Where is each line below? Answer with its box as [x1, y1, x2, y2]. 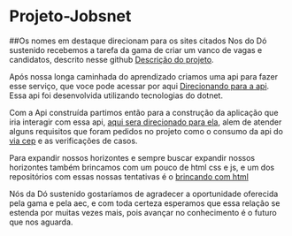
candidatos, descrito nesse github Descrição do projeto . [9, 54, 214, 65]
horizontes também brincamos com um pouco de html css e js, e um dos [9, 162, 275, 172]
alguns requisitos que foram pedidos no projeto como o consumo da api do [9, 126, 283, 136]
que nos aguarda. [9, 217, 73, 227]
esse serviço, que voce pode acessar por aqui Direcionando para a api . [9, 80, 270, 91]
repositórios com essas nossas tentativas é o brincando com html [9, 171, 250, 182]
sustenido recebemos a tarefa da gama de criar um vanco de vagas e [9, 44, 263, 55]
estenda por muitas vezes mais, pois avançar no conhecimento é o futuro [9, 207, 277, 217]
